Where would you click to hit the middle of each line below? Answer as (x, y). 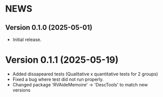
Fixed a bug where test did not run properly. (58, 79)
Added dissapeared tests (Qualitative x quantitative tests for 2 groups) (85, 74)
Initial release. (27, 39)
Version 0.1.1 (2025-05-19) (62, 60)
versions (21, 90)
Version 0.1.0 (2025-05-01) (49, 28)
